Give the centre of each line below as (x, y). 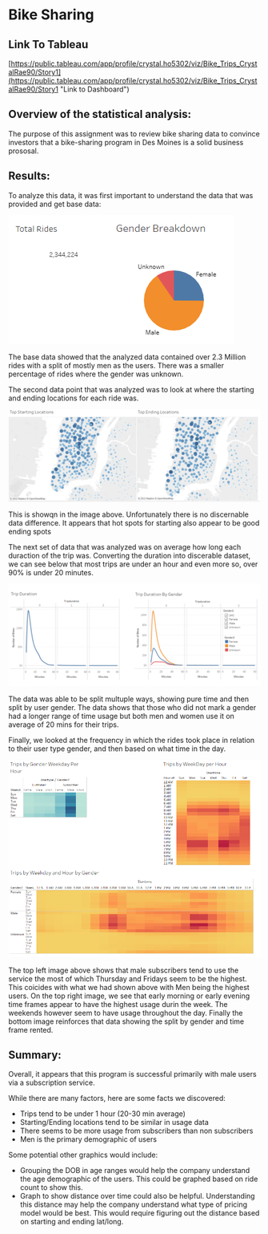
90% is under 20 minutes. (51, 573)
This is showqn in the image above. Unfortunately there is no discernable (129, 514)
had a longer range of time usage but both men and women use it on (121, 716)
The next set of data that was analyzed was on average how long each (125, 547)
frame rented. (31, 1029)
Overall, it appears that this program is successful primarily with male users (133, 1074)
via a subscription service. (52, 1083)
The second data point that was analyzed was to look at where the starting (131, 389)
